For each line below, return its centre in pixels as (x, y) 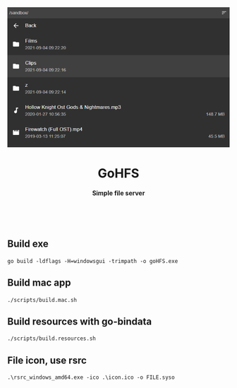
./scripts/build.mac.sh (42, 300)
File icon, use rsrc (47, 360)
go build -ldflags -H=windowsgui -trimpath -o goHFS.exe (93, 261)
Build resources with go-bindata (80, 321)
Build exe (28, 244)
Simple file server (119, 193)
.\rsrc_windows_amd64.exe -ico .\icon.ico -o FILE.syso (91, 377)
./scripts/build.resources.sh (52, 339)
